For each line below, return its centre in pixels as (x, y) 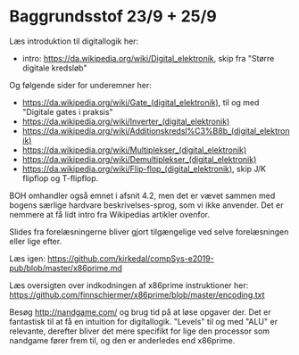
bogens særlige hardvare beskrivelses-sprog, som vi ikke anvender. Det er (146, 205)
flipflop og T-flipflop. (60, 178)
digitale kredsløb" (54, 68)
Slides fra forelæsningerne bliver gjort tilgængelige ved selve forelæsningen (149, 231)
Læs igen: (28, 258)
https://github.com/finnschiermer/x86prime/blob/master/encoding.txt (137, 294)
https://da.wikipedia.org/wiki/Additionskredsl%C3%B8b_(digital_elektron (156, 130)
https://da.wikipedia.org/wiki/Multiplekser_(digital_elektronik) (134, 150)
